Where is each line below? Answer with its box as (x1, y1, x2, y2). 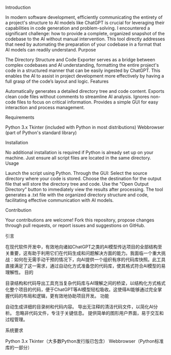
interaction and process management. (5, 105, 85, 110)
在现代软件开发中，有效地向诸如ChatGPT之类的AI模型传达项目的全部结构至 (5, 244, 162, 249)
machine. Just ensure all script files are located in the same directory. (5, 155, 151, 161)
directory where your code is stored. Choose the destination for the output (5, 175, 162, 182)
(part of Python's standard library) (5, 130, 77, 136)
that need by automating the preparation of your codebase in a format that (5, 41, 161, 47)
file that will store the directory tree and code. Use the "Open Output (5, 181, 149, 187)
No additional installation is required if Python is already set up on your (5, 149, 154, 155)
